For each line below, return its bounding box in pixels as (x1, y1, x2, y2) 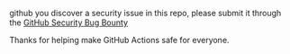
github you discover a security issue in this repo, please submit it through (9, 8, 282, 18)
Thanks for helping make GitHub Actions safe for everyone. (9, 35, 230, 45)
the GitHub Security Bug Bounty (9, 17, 129, 28)
